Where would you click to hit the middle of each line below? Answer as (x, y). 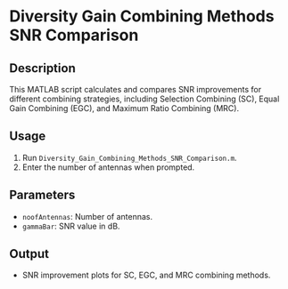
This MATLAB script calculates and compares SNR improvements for (135, 89)
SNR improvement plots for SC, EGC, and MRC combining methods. (146, 275)
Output (29, 254)
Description (42, 68)
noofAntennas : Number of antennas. (87, 216)
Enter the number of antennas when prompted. (108, 167)
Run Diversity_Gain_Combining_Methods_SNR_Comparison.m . (130, 157)
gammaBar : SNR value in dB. (71, 226)
